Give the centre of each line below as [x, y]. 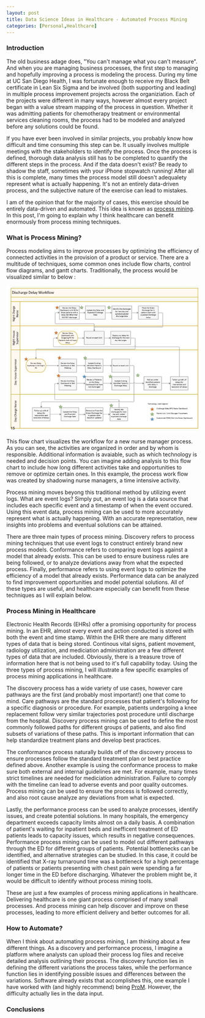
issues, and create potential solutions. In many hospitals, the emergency [97, 816]
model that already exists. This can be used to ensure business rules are [98, 556]
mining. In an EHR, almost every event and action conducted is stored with [100, 631]
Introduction [25, 48]
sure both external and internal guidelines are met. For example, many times [102, 772]
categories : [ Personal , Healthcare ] [52, 26]
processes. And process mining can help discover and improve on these [97, 906]
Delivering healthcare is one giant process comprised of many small [92, 899]
